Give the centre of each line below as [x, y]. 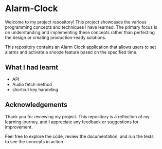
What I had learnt [32, 67]
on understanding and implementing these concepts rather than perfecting [80, 32]
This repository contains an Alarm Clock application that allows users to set [81, 47]
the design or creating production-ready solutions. [55, 37]
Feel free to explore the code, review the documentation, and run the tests [80, 136]
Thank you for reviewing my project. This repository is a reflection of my [77, 116]
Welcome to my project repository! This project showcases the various [76, 22]
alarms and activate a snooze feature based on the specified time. [71, 52]
